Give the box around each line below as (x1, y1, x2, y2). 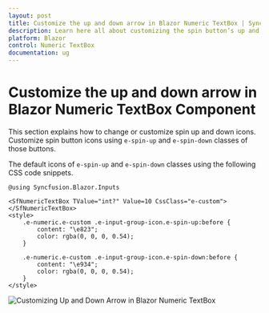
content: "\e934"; (37, 260, 98, 268)
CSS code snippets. (8, 167, 74, 177)
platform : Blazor (8, 34, 66, 42)
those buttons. (8, 143, 56, 153)
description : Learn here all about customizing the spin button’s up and (8, 26, 260, 34)
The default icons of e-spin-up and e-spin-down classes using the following (8, 159, 256, 169)
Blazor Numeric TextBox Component (8, 101, 256, 118)
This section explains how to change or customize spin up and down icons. (8, 126, 256, 136)
